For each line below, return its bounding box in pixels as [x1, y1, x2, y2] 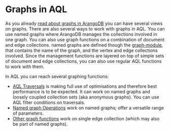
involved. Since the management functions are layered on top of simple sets [5, 52, 164, 59]
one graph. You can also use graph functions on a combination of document [5, 37, 165, 43]
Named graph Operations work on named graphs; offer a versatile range [12, 105, 164, 111]
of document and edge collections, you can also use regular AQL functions [5, 58, 162, 64]
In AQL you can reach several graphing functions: [5, 73, 109, 79]
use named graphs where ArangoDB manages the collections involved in [5, 31, 157, 37]
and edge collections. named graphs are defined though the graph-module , [5, 42, 163, 48]
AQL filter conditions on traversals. [12, 99, 85, 105]
